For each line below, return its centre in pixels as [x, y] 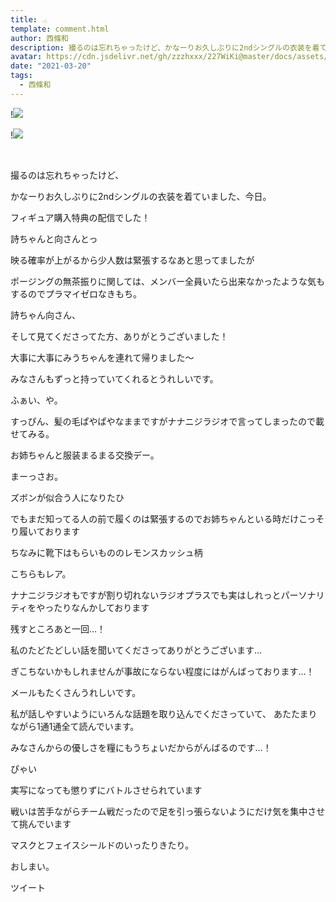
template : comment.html [60, 29]
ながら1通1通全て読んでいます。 [75, 726]
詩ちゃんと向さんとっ [54, 238]
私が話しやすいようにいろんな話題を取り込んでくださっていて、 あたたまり [164, 713]
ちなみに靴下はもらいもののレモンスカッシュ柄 [106, 552]
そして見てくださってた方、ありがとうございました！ [119, 336]
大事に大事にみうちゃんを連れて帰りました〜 [102, 357]
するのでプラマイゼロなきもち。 [76, 293]
